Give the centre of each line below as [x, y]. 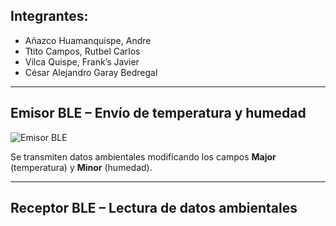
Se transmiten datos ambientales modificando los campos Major [143, 156]
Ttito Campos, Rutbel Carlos [82, 51]
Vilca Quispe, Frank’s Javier [82, 61]
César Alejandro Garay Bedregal [91, 72]
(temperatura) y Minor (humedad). [81, 167]
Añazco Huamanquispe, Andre [88, 40]
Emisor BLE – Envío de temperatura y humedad [158, 113]
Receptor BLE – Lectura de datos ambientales [154, 208]
